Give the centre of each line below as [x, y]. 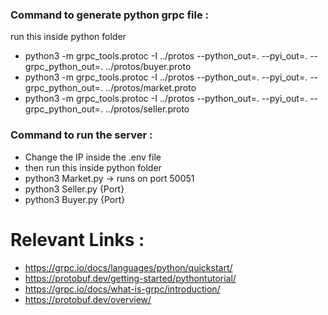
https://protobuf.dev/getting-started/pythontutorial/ [130, 278]
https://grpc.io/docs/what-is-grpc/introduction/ [122, 289]
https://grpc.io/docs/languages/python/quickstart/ [128, 267]
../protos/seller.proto [147, 109]
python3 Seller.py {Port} [74, 189]
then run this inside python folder [93, 167]
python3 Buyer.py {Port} [75, 199]
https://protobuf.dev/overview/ [88, 299]
